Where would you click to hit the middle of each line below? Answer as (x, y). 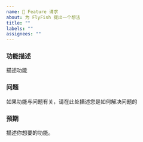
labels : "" (20, 28)
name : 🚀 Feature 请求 (32, 12)
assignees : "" (24, 34)
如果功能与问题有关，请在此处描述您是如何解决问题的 (72, 101)
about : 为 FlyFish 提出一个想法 (43, 17)
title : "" (19, 23)
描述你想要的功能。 (30, 133)
